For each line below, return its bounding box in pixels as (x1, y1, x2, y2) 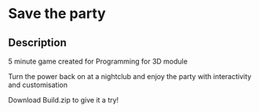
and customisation (8, 80, 68, 89)
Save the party (8, 5, 106, 23)
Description (8, 36, 67, 49)
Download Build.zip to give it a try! (8, 96, 119, 104)
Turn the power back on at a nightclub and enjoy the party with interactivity (8, 72, 252, 81)
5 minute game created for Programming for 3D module (8, 56, 188, 66)
